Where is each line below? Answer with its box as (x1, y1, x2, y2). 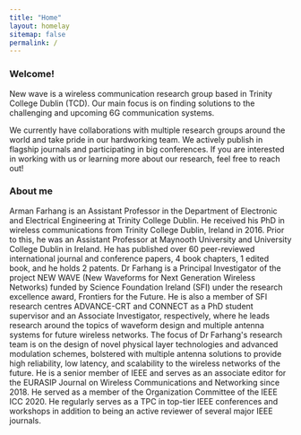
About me (9, 185, 54, 197)
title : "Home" (9, 13, 63, 22)
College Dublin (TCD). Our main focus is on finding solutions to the (9, 98, 255, 109)
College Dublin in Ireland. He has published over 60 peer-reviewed (9, 243, 255, 254)
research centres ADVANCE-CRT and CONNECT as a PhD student (9, 300, 254, 311)
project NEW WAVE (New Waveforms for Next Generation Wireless (9, 272, 255, 283)
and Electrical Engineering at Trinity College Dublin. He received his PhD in (9, 214, 285, 225)
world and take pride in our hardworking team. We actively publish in (9, 134, 263, 144)
